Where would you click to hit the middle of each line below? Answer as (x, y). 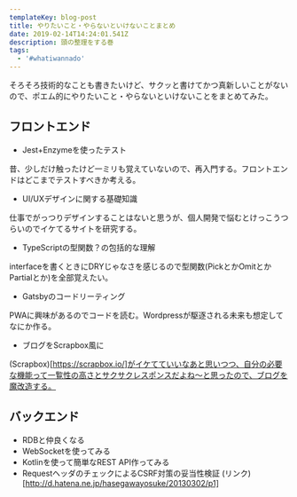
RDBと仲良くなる (54, 439)
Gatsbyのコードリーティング (74, 296)
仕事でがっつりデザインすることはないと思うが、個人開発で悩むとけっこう (145, 217)
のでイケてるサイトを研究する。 (83, 228)
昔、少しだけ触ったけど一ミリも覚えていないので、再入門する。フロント (141, 169)
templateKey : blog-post (53, 17)
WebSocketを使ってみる (66, 451)
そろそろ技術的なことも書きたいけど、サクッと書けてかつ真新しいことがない (149, 85)
